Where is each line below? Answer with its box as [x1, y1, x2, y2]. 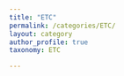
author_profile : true [9, 37, 89, 47]
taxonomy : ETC [9, 46, 62, 55]
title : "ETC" [9, 12, 57, 22]
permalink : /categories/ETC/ [9, 21, 116, 30]
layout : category [9, 29, 73, 38]
